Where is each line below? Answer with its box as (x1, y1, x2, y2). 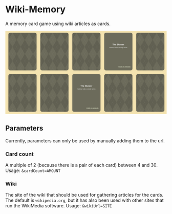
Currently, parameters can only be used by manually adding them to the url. (5, 137, 165, 144)
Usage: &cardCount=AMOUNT (5, 167, 61, 174)
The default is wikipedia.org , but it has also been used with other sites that (5, 197, 164, 203)
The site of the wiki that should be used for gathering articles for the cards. (5, 192, 164, 198)
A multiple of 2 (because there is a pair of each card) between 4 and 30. (5, 162, 158, 168)
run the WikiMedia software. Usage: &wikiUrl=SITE (5, 203, 112, 209)
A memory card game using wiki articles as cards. (5, 20, 111, 27)
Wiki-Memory (5, 4, 66, 15)
